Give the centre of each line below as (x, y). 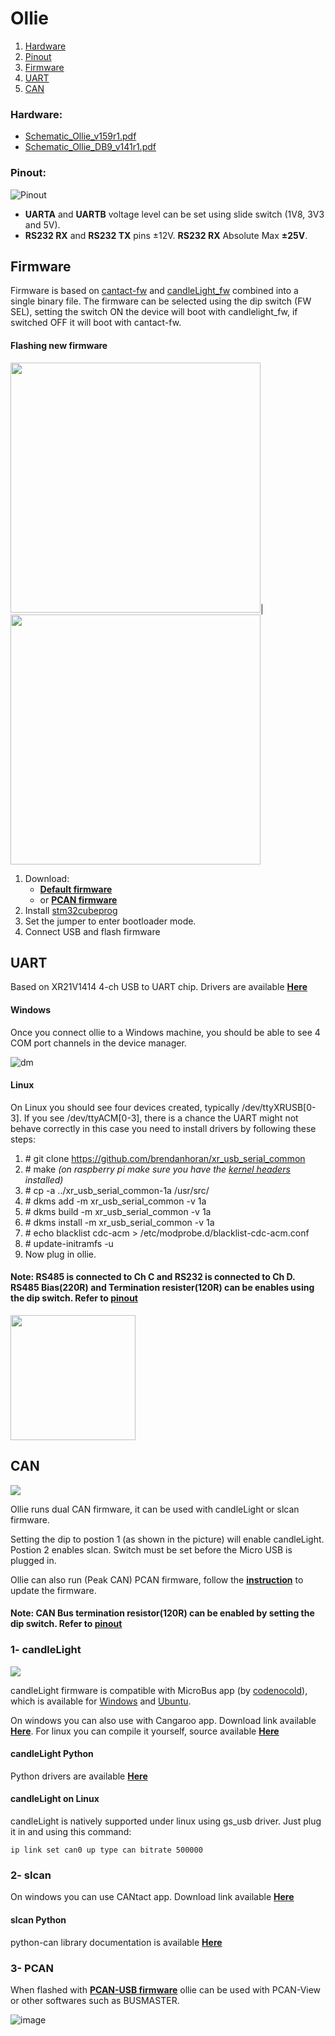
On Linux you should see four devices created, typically (125, 1107)
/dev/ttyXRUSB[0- (279, 1107)
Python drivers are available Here (79, 1776)
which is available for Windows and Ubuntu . (101, 1701)
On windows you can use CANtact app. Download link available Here (152, 1897)
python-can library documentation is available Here (116, 1942)
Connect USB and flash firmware (92, 931)
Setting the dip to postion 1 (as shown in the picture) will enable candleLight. (167, 1539)
